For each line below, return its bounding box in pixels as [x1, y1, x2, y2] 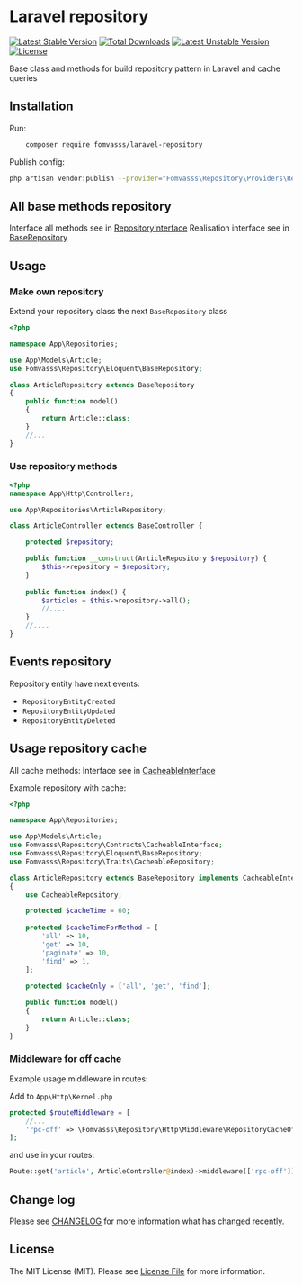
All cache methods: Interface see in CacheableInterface [9, 765, 216, 775]
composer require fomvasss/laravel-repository [25, 140, 203, 149]
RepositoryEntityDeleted [22, 716, 116, 726]
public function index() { [25, 587, 127, 596]
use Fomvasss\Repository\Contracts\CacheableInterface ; [9, 840, 223, 850]
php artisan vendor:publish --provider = [9, 174, 164, 183]
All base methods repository [9, 198, 173, 213]
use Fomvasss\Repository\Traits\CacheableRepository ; [9, 857, 216, 866]
